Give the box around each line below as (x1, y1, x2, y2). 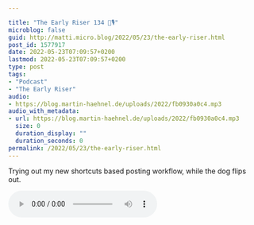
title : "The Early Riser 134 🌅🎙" (8, 18, 119, 26)
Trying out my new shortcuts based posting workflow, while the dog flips (8, 166, 247, 176)
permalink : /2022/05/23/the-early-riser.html (8, 144, 161, 152)
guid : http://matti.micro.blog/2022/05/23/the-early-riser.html (8, 33, 225, 41)
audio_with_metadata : (8, 107, 80, 115)
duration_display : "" (15, 130, 87, 138)
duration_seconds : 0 (15, 137, 83, 145)
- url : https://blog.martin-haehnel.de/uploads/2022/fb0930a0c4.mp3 (8, 114, 240, 123)
